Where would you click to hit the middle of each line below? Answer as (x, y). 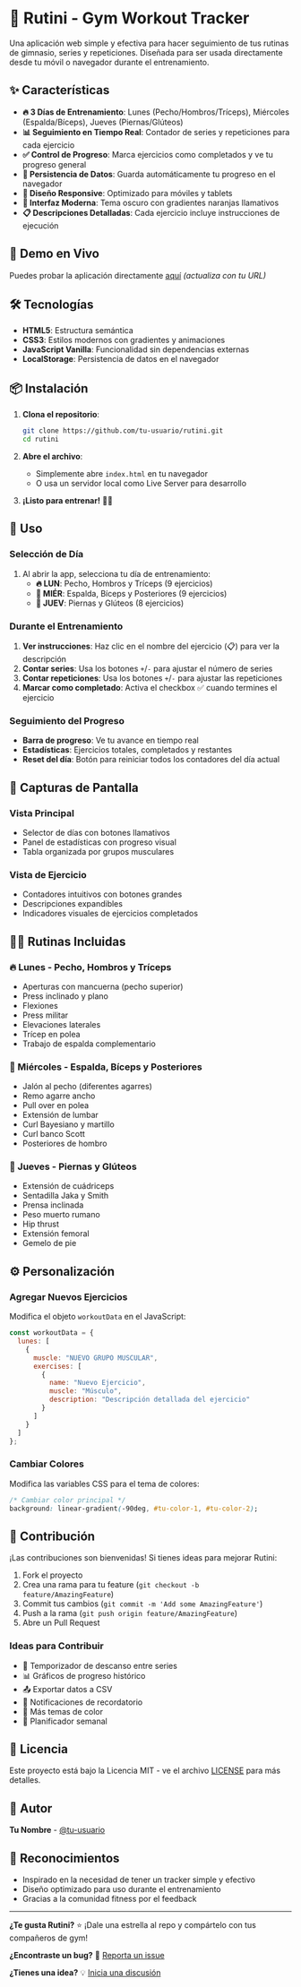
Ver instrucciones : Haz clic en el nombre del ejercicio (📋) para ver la (151, 646)
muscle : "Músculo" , (86, 1391)
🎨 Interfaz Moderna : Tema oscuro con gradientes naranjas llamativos (150, 202)
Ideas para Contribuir (57, 1646)
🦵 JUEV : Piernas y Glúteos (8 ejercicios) (110, 603)
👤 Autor (31, 1808)
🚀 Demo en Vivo (55, 254)
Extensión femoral (56, 1234)
